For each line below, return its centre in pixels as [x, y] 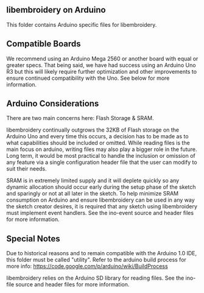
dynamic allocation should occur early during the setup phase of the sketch [101, 187]
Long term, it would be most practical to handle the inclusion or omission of [101, 156]
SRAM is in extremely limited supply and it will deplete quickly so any [93, 181]
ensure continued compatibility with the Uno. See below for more [88, 78]
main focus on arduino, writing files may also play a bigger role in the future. [102, 149]
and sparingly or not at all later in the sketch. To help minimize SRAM [93, 194]
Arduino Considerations [53, 104]
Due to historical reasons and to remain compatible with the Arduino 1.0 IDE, [102, 253]
